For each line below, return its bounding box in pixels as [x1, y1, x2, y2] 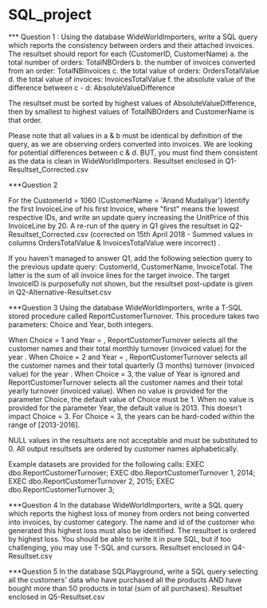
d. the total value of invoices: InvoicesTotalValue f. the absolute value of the [8, 74, 256, 84]
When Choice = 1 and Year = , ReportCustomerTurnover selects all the [8, 335, 238, 345]
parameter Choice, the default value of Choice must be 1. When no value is [8, 394, 254, 404]
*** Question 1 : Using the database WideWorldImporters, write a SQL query [8, 32, 258, 41]
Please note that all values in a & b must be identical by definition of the [8, 130, 243, 140]
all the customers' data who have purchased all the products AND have [8, 574, 242, 584]
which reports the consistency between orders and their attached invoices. [8, 40, 255, 49]
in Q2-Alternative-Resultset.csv [8, 287, 112, 297]
